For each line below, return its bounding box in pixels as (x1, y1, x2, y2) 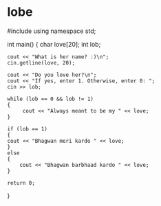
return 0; (7, 179, 36, 186)
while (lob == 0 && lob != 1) (7, 95, 94, 102)
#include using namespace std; (7, 27, 96, 35)
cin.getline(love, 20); (7, 59, 76, 66)
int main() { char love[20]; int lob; (7, 40, 101, 48)
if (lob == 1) (7, 125, 48, 133)
